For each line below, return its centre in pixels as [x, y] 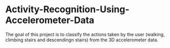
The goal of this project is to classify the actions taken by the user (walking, [85, 34]
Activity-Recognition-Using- [67, 9]
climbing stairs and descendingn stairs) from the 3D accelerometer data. [82, 40]
